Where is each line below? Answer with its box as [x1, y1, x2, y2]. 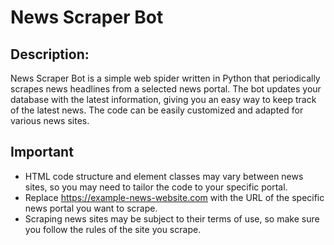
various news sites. [10, 115, 90, 126]
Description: [10, 46, 90, 63]
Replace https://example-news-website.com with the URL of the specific [24, 191, 325, 203]
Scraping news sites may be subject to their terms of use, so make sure [24, 212, 320, 225]
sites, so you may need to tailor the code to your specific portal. [24, 181, 288, 193]
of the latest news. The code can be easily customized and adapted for [10, 104, 304, 116]
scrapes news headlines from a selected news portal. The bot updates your [10, 83, 322, 95]
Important [10, 144, 74, 161]
